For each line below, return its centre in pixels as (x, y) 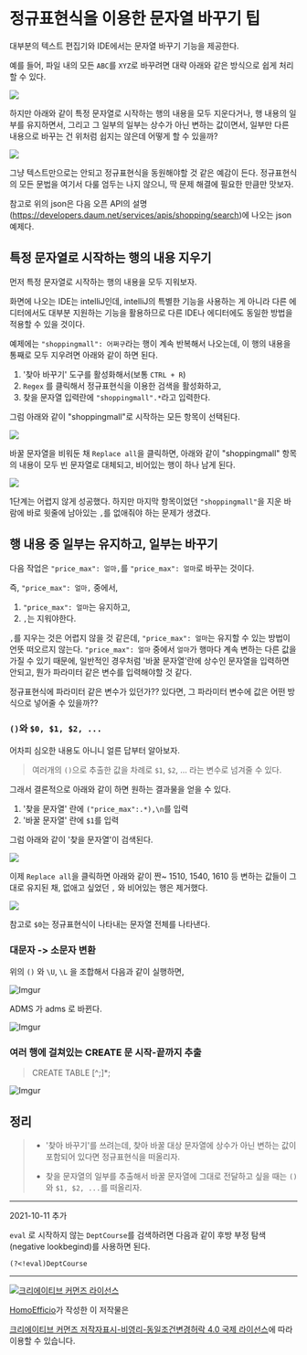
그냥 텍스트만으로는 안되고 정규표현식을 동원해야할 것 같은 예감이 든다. (134, 172)
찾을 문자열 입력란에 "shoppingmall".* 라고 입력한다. (116, 397)
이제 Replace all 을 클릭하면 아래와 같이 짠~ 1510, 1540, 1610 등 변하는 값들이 (148, 876)
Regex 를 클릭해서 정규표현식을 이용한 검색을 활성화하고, (122, 386)
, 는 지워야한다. (49, 618)
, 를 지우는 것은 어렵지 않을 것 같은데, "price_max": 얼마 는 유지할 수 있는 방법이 (150, 637)
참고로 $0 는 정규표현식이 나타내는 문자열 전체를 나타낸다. (110, 923)
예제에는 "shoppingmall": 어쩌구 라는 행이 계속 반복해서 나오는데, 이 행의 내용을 (150, 343)
